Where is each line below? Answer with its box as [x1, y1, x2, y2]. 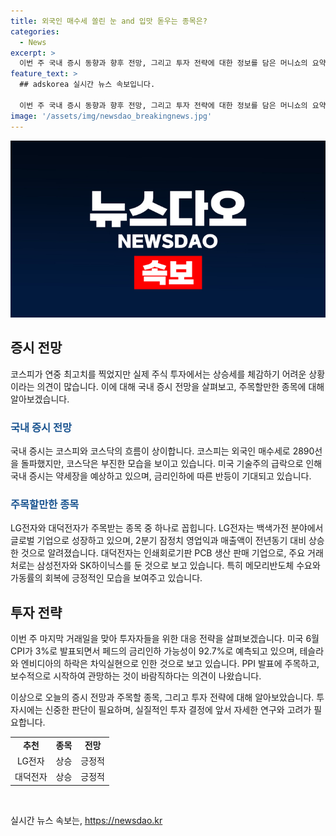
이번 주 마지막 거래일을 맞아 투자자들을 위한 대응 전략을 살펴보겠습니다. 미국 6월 [10, 633, 320, 645]
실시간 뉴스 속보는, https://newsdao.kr [10, 814, 163, 826]
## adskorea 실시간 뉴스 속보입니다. [19, 80, 156, 90]
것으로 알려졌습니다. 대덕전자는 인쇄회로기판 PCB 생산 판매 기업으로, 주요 [20, 547, 306, 559]
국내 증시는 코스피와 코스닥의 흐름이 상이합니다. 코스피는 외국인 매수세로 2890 [10, 445, 315, 457]
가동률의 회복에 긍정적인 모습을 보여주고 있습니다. [10, 572, 203, 584]
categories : [10, 26, 60, 37]
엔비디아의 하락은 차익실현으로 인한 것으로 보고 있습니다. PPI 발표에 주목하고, [20, 658, 320, 670]
